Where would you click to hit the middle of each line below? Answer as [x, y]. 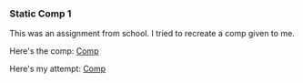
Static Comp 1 [40, 14]
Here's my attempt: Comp [58, 69]
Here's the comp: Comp [54, 51]
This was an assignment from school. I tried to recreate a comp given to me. [152, 34]
